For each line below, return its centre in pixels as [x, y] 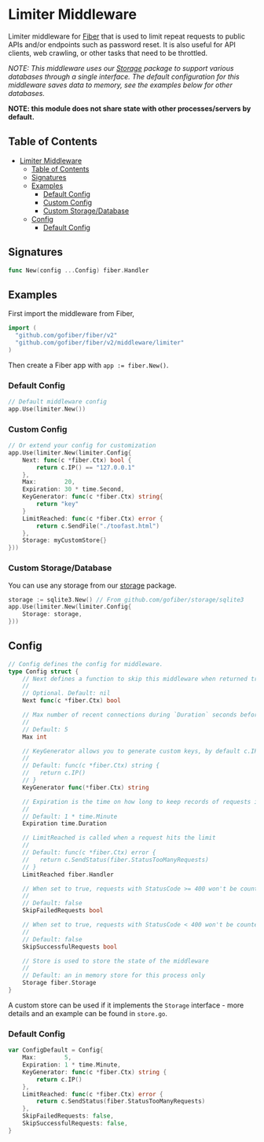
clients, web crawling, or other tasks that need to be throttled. [108, 53]
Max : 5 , [47, 1058]
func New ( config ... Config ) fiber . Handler [79, 270]
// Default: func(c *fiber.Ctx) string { [91, 766]
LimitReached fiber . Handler [68, 875]
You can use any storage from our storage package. [92, 585]
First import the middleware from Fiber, [71, 314]
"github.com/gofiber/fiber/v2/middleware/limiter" [100, 343]
